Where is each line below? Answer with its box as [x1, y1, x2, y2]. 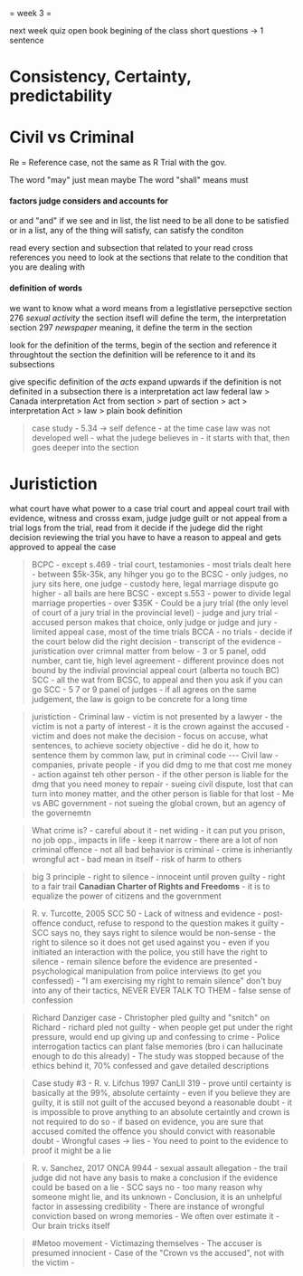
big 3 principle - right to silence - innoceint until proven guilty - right [31, 871, 286, 882]
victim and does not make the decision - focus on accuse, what [31, 730, 269, 741]
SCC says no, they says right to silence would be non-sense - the [31, 928, 277, 938]
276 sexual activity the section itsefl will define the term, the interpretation [9, 312, 287, 323]
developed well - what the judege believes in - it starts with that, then [31, 432, 290, 443]
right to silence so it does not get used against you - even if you [31, 937, 270, 948]
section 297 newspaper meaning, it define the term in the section [9, 321, 253, 333]
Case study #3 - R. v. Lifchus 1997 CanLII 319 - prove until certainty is [31, 1078, 292, 1089]
